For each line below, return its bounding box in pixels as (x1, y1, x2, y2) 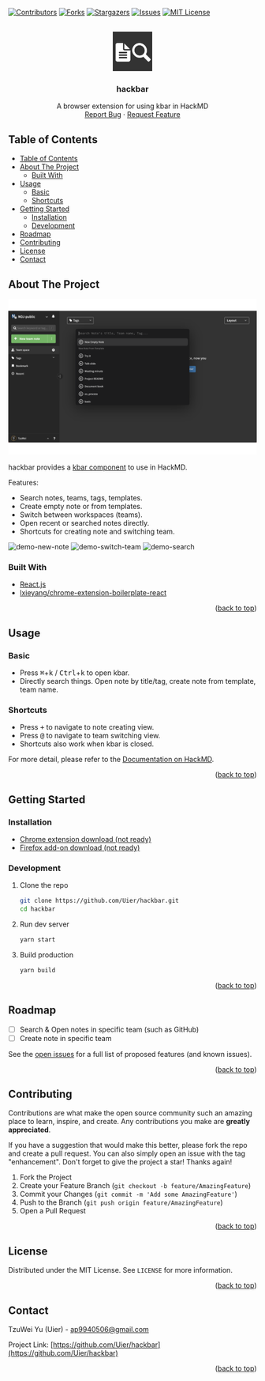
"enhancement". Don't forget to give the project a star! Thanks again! (8, 1157, 233, 1167)
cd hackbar (19, 905, 56, 913)
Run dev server (19, 919, 69, 929)
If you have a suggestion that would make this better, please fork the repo (8, 1141, 248, 1150)
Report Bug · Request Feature (84, 110, 181, 119)
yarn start (19, 935, 56, 944)
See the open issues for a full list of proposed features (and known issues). (8, 1049, 252, 1058)
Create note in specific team (19, 1033, 112, 1043)
